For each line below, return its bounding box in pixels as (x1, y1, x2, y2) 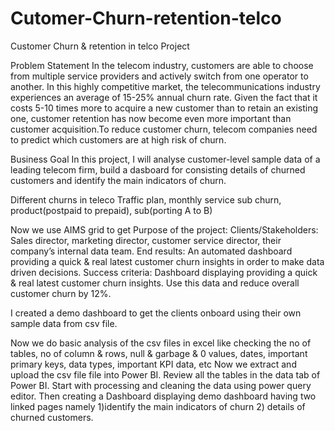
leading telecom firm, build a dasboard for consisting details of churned (10, 163, 306, 176)
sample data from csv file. (10, 317, 118, 329)
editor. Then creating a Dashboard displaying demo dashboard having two (10, 390, 317, 402)
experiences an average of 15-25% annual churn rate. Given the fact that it (10, 91, 318, 103)
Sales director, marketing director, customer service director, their (10, 234, 282, 246)
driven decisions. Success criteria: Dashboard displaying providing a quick (10, 266, 318, 278)
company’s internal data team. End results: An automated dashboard (10, 245, 293, 257)
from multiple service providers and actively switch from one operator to (10, 70, 309, 82)
